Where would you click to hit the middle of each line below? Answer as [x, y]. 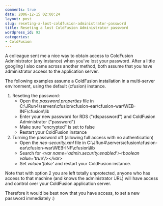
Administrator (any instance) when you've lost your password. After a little [80, 61]
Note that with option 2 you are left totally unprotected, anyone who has [78, 173]
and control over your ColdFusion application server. [58, 183]
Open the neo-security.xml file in [53, 143]
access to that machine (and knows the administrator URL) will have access [81, 178]
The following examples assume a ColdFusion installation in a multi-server [80, 81]
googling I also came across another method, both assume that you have [79, 66]
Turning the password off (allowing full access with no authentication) [83, 137]
